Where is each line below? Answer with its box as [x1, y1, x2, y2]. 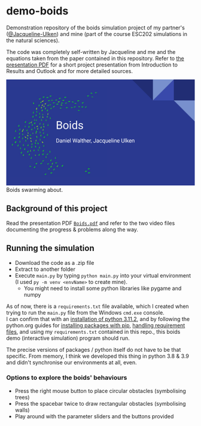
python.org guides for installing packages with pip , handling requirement [6, 322, 185, 329]
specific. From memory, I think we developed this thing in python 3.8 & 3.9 [6, 352, 190, 359]
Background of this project [6, 204, 108, 214]
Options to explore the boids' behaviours [6, 373, 127, 382]
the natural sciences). [6, 37, 60, 44]
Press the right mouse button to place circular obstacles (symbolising [14, 387, 187, 394]
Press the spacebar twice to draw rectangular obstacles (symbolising [14, 400, 187, 407]
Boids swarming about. [6, 186, 63, 193]
